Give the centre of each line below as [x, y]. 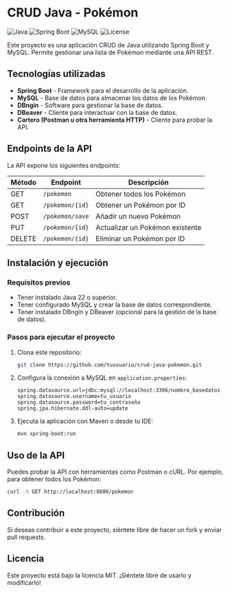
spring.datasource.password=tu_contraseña [79, 403]
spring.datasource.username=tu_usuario [74, 397]
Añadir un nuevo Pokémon [138, 216]
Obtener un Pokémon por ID [141, 205]
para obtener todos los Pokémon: [54, 479]
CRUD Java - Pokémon [73, 13]
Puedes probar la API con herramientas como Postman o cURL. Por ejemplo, [115, 472]
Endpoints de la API [49, 149]
